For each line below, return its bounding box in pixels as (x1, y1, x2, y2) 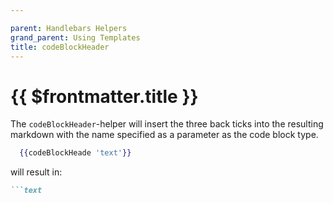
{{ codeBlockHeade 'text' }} (19, 148, 132, 158)
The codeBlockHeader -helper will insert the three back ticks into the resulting (10, 118, 324, 130)
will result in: (10, 166, 63, 178)
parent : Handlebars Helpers (10, 23, 128, 33)
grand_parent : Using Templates (10, 32, 141, 43)
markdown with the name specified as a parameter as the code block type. (10, 129, 319, 141)
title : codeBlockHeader (10, 42, 110, 52)
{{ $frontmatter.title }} (10, 85, 199, 108)
